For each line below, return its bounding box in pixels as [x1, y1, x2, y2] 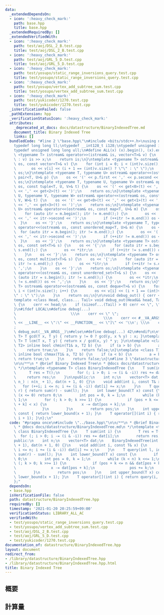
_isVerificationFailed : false [9, 107, 71, 112]
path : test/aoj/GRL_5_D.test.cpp [14, 57, 82, 62]
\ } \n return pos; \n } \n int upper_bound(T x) [14, 470, 154, 475]
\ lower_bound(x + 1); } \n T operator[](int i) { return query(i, [14, 474, 159, 479]
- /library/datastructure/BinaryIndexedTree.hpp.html [5, 561, 117, 566]
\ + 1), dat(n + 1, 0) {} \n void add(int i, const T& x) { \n [14, 443, 147, 448]
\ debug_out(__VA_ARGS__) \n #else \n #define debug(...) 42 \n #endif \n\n [14, 329, 159, 334]
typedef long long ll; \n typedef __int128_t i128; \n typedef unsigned [14, 143, 156, 148]
